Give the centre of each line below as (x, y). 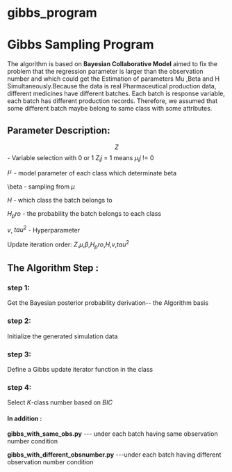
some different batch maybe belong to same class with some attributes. (110, 109)
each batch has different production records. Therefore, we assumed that (113, 101)
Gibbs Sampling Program (81, 45)
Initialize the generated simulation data (63, 336)
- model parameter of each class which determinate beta (95, 173)
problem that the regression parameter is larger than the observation (105, 72)
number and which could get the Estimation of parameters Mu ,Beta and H (114, 79)
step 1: (18, 288)
